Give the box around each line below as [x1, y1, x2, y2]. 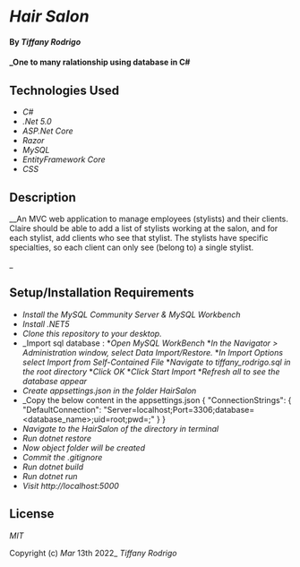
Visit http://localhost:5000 [21, 480, 119, 491]
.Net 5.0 [21, 116, 52, 127]
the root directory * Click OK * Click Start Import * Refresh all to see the [21, 365, 280, 377]
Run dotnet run [21, 470, 78, 481]
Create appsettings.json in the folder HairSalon [21, 385, 197, 396]
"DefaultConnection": [21, 404, 102, 415]
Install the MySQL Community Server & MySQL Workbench [21, 309, 241, 320]
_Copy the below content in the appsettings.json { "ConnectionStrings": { [21, 394, 292, 405]
